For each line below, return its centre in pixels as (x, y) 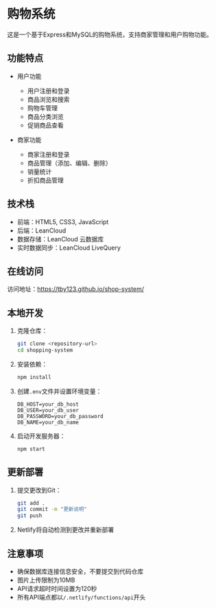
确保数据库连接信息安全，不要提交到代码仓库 (80, 571)
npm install (34, 377)
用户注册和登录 (48, 91)
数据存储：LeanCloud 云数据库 (60, 239)
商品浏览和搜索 (48, 99)
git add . (31, 503)
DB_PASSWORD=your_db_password (60, 416)
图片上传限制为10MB (46, 580)
